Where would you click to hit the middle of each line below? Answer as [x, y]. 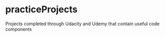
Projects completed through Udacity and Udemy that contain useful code [82, 24]
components [19, 29]
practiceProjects [42, 10]
